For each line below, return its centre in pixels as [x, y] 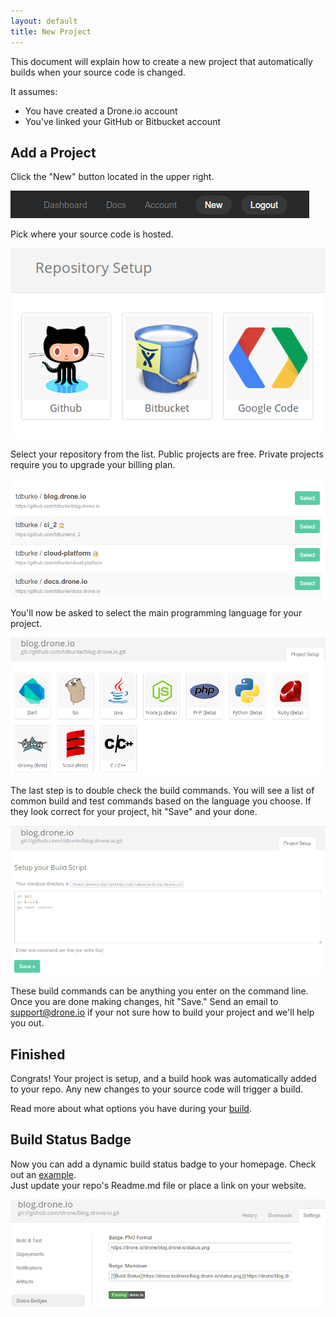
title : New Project [51, 31]
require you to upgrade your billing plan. [93, 464]
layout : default [44, 21]
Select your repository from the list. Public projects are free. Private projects [167, 454]
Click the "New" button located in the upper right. [112, 177]
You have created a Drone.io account [101, 111]
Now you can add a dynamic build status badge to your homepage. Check [163, 1164]
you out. [27, 1023]
